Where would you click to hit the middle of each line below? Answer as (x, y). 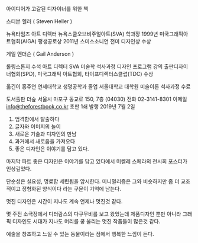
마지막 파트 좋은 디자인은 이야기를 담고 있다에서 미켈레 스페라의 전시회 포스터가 (97, 161)
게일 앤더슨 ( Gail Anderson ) (40, 54)
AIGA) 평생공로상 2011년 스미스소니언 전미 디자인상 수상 (87, 41)
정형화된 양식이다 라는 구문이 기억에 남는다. (72, 189)
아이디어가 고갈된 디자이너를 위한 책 (47, 9)
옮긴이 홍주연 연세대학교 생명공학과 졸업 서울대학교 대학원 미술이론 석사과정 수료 (98, 87)
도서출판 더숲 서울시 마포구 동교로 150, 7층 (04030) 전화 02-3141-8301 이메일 (97, 99)
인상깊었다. (19, 169)
